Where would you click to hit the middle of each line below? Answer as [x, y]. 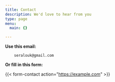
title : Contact [21, 10]
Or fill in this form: [24, 65]
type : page [16, 19]
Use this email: [21, 46]
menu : [11, 23]
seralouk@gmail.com [34, 56]
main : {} [19, 28]
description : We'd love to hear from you [48, 14]
